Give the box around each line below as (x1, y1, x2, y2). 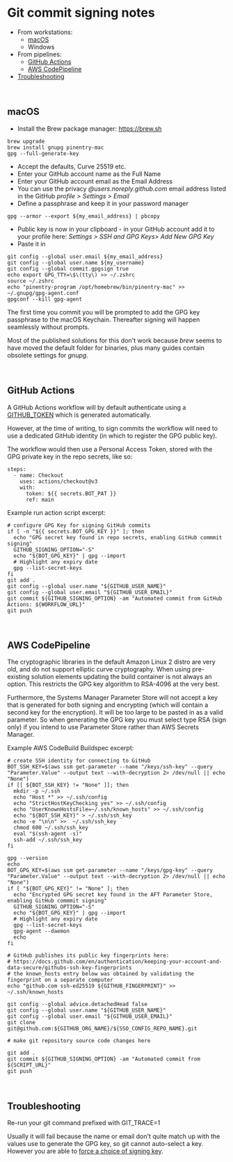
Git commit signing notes (7, 5, 155, 21)
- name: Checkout (13, 472, 64, 479)
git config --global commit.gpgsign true (7, 265, 129, 272)
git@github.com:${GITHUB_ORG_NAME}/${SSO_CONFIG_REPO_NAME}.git (7, 1025, 198, 1033)
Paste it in (17, 239, 47, 248)
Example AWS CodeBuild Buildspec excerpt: (7, 744, 134, 752)
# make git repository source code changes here (7, 1037, 151, 1044)
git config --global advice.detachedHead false (7, 1001, 148, 1008)
